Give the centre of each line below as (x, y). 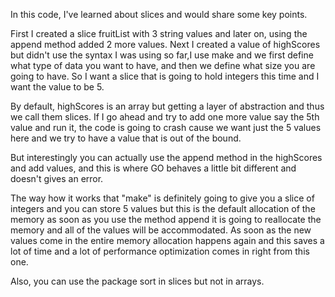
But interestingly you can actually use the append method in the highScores (166, 157)
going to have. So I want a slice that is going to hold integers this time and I (165, 76)
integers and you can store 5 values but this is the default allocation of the (163, 208)
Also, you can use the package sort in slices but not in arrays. (137, 281)
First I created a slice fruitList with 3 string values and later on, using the (159, 33)
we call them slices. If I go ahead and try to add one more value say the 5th (165, 117)
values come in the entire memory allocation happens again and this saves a (167, 240)
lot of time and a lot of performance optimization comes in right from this (160, 251)
